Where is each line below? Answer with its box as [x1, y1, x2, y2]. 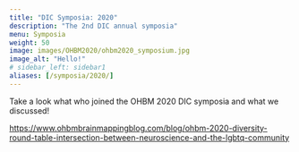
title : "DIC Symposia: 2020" [9, 13, 118, 22]
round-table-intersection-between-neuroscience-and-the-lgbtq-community [9, 131, 290, 143]
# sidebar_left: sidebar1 [9, 63, 106, 72]
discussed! [9, 105, 50, 116]
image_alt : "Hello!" [9, 55, 87, 63]
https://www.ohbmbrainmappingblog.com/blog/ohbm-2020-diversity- [9, 122, 268, 133]
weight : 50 [9, 38, 50, 47]
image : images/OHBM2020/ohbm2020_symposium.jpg [9, 46, 191, 55]
